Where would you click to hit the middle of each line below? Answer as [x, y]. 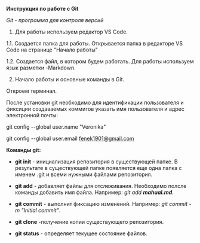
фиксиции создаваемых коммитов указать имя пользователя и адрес [96, 109]
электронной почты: [32, 115]
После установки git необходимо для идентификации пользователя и [95, 102]
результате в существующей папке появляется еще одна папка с [98, 168]
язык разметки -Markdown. [41, 68]
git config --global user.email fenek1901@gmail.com [70, 138]
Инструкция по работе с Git [42, 9]
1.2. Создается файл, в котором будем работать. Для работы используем [100, 61]
